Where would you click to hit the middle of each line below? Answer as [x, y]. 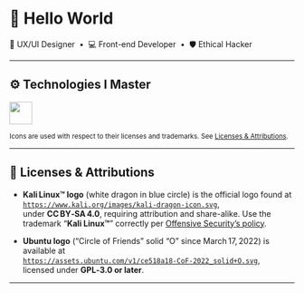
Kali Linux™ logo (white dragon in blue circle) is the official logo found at [157, 194]
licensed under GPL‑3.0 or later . [83, 269]
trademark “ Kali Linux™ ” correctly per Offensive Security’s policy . [144, 223]
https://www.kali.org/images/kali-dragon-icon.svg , [121, 204]
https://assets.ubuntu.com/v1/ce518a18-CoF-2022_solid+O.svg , [141, 260]
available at [44, 250]
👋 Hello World [62, 19]
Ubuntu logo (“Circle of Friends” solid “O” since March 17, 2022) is [146, 240]
